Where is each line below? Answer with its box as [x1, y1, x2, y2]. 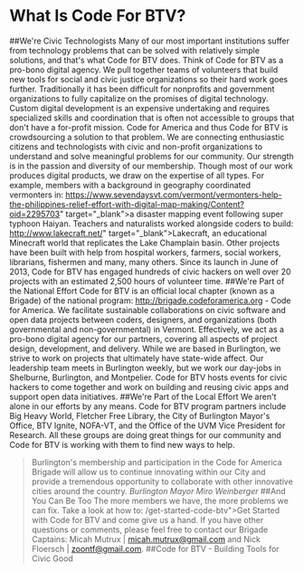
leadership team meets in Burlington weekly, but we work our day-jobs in [9, 362, 281, 373]
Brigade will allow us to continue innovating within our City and [31, 466, 266, 477]
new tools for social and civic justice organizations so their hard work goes [9, 73, 288, 84]
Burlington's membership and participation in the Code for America [31, 456, 282, 467]
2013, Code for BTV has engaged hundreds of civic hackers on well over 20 [9, 266, 291, 277]
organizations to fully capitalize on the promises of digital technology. [9, 92, 269, 104]
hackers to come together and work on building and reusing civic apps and [9, 381, 290, 392]
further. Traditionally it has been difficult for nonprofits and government [9, 83, 275, 94]
